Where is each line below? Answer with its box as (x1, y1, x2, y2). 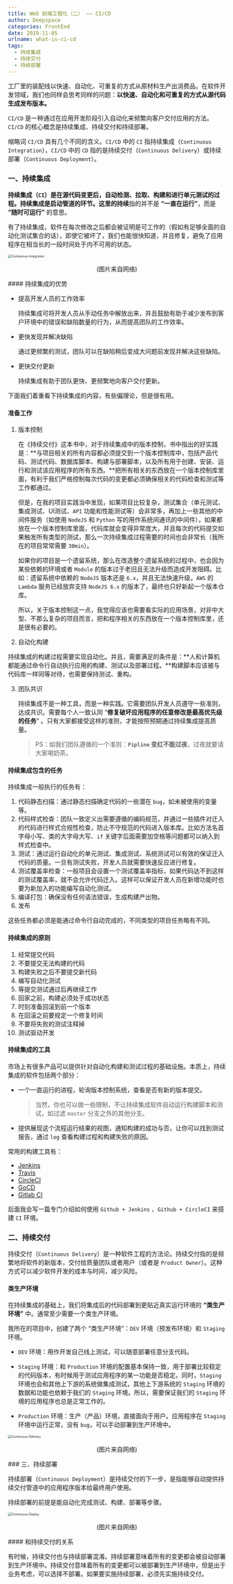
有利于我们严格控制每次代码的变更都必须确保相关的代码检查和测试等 (30, 475, 224, 483)
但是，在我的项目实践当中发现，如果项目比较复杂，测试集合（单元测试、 (17, 498, 224, 506)
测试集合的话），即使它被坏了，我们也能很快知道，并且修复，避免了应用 (19, 231, 223, 239)
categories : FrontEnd (8, 23, 71, 30)
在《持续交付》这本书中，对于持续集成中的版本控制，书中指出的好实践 (17, 440, 218, 448)
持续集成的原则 (8, 933, 50, 942)
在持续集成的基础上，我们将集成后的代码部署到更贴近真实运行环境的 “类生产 (8, 1301, 225, 1309)
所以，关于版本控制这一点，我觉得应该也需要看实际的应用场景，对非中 (17, 606, 218, 614)
